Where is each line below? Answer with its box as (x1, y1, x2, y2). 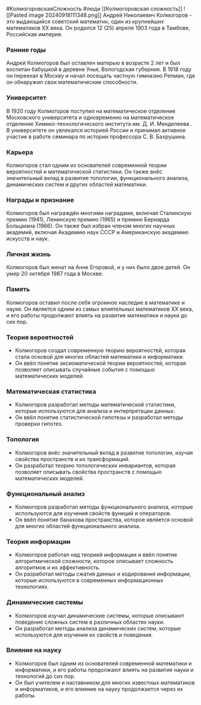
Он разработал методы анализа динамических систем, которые (14, 624, 181, 632)
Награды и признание (6, 196, 74, 204)
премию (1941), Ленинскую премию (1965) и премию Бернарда (6, 216, 170, 223)
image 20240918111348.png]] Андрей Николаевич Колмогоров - (28, 11, 193, 19)
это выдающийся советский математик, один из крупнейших (6, 18, 164, 25)
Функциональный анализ (6, 489, 85, 498)
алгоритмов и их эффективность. (14, 564, 100, 571)
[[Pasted (6, 11, 28, 19)
